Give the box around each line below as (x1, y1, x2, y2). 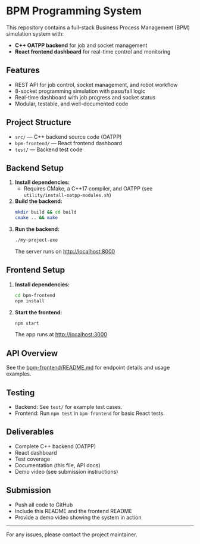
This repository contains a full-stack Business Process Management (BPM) (6, 24, 190, 31)
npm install (14, 298, 45, 304)
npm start (14, 320, 40, 326)
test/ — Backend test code (14, 146, 83, 153)
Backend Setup (6, 162, 64, 173)
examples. (6, 370, 32, 377)
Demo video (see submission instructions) (14, 468, 118, 475)
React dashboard (14, 449, 57, 456)
